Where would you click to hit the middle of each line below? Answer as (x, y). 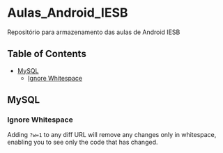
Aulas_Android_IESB (68, 13)
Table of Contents (47, 54)
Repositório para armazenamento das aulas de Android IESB (94, 32)
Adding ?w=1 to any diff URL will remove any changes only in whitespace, (112, 135)
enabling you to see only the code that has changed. (83, 142)
